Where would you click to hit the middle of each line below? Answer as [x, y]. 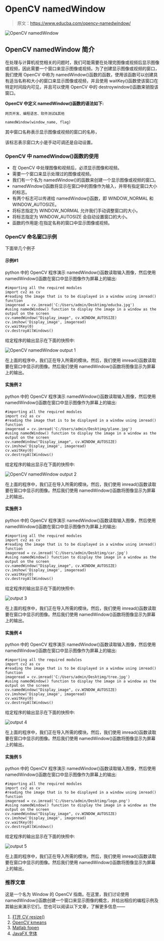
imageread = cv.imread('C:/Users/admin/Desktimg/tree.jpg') [68, 677]
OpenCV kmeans [29, 922]
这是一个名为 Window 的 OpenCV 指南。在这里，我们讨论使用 [67, 894]
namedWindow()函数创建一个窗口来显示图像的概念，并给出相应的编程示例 [80, 900]
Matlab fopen [25, 927]
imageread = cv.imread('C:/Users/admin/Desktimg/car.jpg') [67, 553]
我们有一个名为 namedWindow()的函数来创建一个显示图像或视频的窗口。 [85, 180]
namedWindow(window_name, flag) [38, 122]
